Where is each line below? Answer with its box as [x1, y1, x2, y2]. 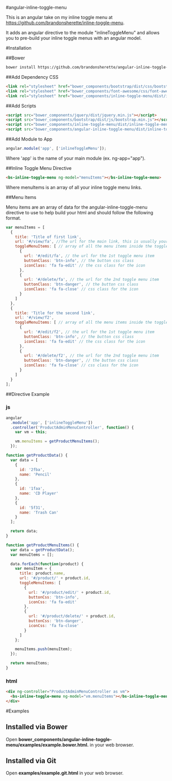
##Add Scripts [6, 102, 36, 109]
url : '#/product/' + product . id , [19, 575, 91, 581]
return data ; [10, 529, 38, 534]
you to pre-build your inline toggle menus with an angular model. [6, 35, 142, 41]
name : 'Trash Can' [19, 510, 59, 515]
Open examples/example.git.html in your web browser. [6, 770, 124, 776]
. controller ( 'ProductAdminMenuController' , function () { [10, 425, 134, 430]
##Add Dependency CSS [6, 74, 59, 80]
